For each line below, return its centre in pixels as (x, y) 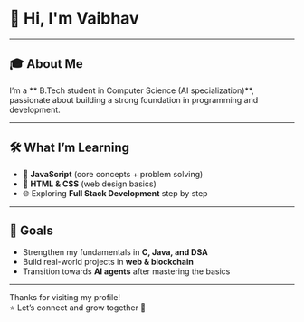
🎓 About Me (46, 64)
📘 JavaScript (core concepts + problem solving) (113, 174)
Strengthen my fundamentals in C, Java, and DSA (115, 252)
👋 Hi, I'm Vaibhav (74, 19)
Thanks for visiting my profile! (65, 298)
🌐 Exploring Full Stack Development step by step (115, 193)
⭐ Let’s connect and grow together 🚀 (78, 308)
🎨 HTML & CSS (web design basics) (89, 184)
